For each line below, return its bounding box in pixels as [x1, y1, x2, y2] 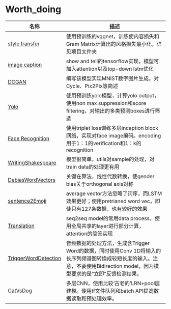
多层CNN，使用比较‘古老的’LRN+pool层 [66, 279, 160, 287]
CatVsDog [8, 287, 32, 294]
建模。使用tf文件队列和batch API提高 [66, 287, 154, 294]
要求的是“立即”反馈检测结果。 [71, 270, 142, 277]
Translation [8, 222, 35, 229]
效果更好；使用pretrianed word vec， [66, 198, 155, 205]
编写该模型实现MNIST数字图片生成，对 [66, 75, 159, 82]
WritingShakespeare [8, 159, 56, 166]
